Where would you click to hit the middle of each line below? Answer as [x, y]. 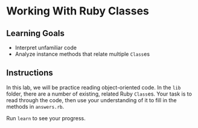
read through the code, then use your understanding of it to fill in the [91, 100]
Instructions [30, 73]
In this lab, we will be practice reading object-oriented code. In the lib [94, 87]
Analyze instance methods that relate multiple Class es [82, 54]
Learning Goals [36, 33]
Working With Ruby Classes [78, 11]
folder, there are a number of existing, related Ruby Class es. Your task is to [99, 94]
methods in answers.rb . [35, 106]
